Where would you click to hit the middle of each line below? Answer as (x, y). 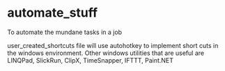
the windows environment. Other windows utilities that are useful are (106, 53)
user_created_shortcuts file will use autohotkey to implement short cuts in (113, 45)
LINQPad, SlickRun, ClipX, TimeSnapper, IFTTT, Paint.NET (91, 60)
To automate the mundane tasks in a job (65, 32)
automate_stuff (53, 13)
